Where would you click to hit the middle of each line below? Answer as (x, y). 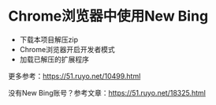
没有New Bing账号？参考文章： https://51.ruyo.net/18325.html (107, 92)
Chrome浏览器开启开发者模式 (67, 49)
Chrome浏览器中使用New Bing (108, 16)
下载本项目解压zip (49, 39)
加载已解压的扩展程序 (54, 59)
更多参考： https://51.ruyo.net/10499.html (74, 76)
